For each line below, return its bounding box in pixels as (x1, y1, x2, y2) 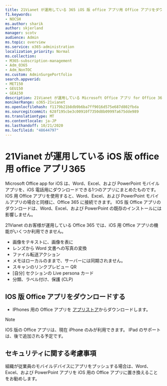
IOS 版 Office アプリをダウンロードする (5, 292, 126, 301)
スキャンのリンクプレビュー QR (12, 264, 77, 270)
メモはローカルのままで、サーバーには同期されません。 (12, 257, 126, 264)
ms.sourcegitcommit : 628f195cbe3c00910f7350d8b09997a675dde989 (5, 109, 139, 115)
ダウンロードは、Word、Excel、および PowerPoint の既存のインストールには (5, 205, 162, 212)
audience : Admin (5, 35, 39, 40)
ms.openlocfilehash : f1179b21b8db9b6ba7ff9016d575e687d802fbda (5, 105, 139, 110)
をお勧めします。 (5, 376, 40, 382)
